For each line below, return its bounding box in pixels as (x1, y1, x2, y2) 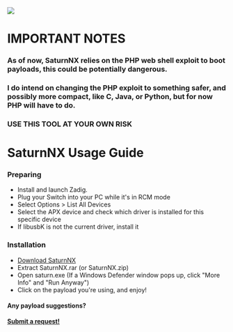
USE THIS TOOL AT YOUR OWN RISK (7, 119, 132, 128)
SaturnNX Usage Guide (7, 145, 144, 161)
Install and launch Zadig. (17, 186, 88, 194)
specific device (17, 216, 61, 224)
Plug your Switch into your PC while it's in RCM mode (17, 193, 170, 202)
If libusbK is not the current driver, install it (17, 222, 139, 231)
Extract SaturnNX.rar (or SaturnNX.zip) (17, 263, 129, 271)
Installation (7, 240, 47, 250)
